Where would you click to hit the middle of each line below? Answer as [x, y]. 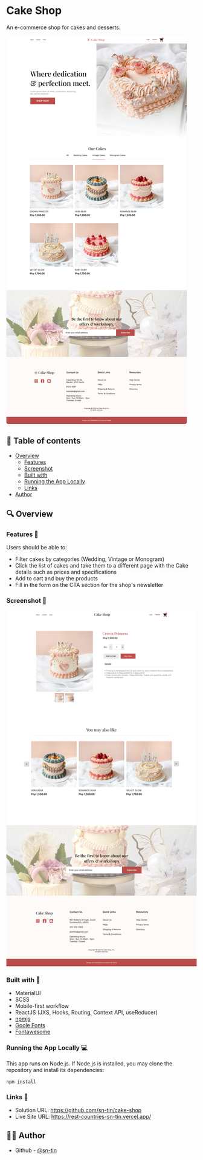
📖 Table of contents [43, 441]
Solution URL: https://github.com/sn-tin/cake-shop [78, 1110]
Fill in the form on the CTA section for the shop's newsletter [89, 585]
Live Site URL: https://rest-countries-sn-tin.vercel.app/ [83, 1116]
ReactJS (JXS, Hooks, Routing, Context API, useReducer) [86, 1013]
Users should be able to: [37, 548]
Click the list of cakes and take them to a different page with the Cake [101, 566]
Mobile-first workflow [42, 1006]
